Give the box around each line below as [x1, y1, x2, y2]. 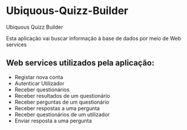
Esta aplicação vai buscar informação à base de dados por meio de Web [6, 35, 182, 42]
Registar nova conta [14, 73, 63, 80]
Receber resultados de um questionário [14, 92, 110, 99]
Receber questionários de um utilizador [14, 111, 110, 118]
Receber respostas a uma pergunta [14, 104, 100, 112]
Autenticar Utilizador [14, 80, 64, 87]
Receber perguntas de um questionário [14, 98, 110, 105]
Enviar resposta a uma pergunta [14, 117, 92, 124]
